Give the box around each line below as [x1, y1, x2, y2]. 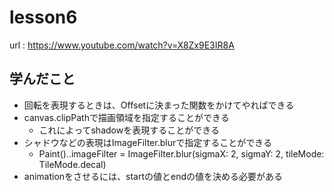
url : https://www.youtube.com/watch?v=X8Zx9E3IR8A [9, 39, 235, 51]
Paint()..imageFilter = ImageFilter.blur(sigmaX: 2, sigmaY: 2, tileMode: [38, 147, 325, 160]
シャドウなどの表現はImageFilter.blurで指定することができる [23, 136, 272, 148]
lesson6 [9, 6, 78, 29]
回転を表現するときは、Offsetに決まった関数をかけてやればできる [23, 99, 295, 111]
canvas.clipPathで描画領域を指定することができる [23, 111, 230, 123]
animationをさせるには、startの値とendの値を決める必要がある [23, 170, 284, 182]
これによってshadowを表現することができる [38, 124, 220, 136]
